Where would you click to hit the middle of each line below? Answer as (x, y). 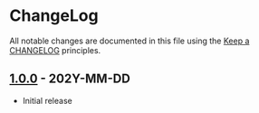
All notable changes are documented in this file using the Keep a (129, 41)
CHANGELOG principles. (55, 50)
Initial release (47, 100)
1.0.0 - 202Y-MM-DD (70, 79)
